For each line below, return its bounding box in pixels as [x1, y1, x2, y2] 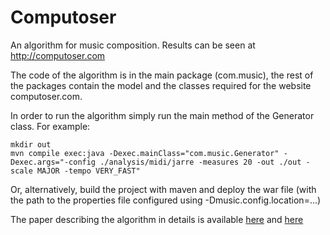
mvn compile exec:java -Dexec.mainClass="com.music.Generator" [10, 148, 280, 158]
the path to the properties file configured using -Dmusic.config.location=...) [10, 194, 322, 206]
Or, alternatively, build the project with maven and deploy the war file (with [10, 183, 317, 195]
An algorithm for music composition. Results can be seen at [10, 39, 256, 51]
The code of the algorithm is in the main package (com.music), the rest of [10, 69, 314, 81]
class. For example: [10, 120, 91, 132]
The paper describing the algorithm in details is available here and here [10, 213, 304, 225]
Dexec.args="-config [10, 157, 97, 167]
